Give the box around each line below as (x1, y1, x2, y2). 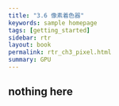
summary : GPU (8, 56, 52, 64)
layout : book (8, 41, 52, 49)
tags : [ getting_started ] (8, 26, 90, 34)
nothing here (8, 85, 73, 99)
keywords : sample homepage (8, 19, 98, 27)
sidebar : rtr (8, 33, 52, 42)
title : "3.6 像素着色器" (8, 11, 85, 20)
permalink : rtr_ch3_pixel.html (8, 48, 112, 56)
